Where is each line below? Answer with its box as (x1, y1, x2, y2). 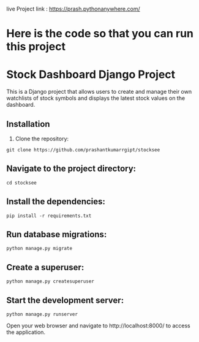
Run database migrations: (6, 229, 107, 240)
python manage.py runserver (6, 311, 78, 317)
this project (6, 40, 66, 54)
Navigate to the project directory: (6, 164, 137, 174)
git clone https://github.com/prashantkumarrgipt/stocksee (6, 146, 160, 153)
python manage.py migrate (6, 245, 72, 252)
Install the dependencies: (6, 196, 106, 207)
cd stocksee (6, 180, 37, 186)
